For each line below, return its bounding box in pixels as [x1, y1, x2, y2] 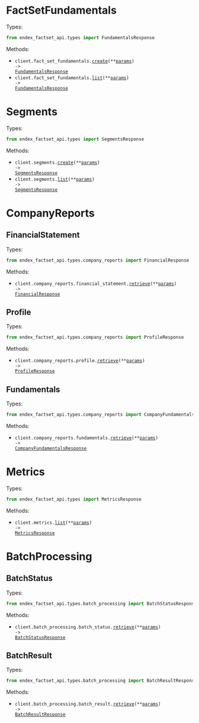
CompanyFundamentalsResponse [14, 445, 87, 451]
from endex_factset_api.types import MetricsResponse [6, 496, 142, 502]
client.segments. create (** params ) [14, 159, 100, 165]
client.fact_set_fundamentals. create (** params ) [14, 58, 134, 64]
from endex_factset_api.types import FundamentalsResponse [6, 34, 155, 40]
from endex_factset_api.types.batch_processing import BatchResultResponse [6, 678, 197, 684]
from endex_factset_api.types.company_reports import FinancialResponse [6, 257, 190, 263]
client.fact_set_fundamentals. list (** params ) [14, 75, 129, 81]
